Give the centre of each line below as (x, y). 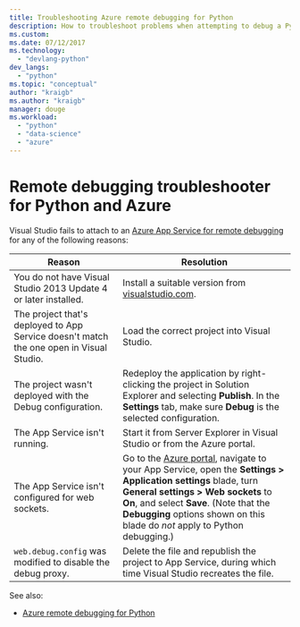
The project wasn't (53, 384)
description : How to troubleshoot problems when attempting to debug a (145, 26)
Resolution (204, 262)
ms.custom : (29, 34)
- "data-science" (50, 134)
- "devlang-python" (54, 59)
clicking (139, 384)
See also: (26, 595)
